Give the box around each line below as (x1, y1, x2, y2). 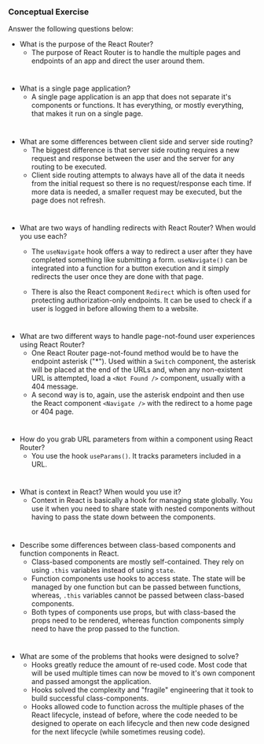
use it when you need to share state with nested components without (31, 504, 255, 514)
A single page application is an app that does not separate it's (31, 92, 232, 102)
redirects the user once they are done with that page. (31, 271, 204, 281)
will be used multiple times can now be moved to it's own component (31, 668, 255, 678)
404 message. (31, 381, 79, 392)
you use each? (19, 231, 68, 240)
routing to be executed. (31, 162, 108, 171)
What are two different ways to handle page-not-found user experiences (19, 332, 255, 341)
